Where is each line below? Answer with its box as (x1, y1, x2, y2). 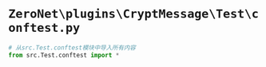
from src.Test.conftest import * (8, 51, 120, 59)
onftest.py (8, 21, 81, 36)
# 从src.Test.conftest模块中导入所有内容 (8, 43, 136, 52)
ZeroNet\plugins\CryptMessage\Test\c (8, 6, 260, 22)
